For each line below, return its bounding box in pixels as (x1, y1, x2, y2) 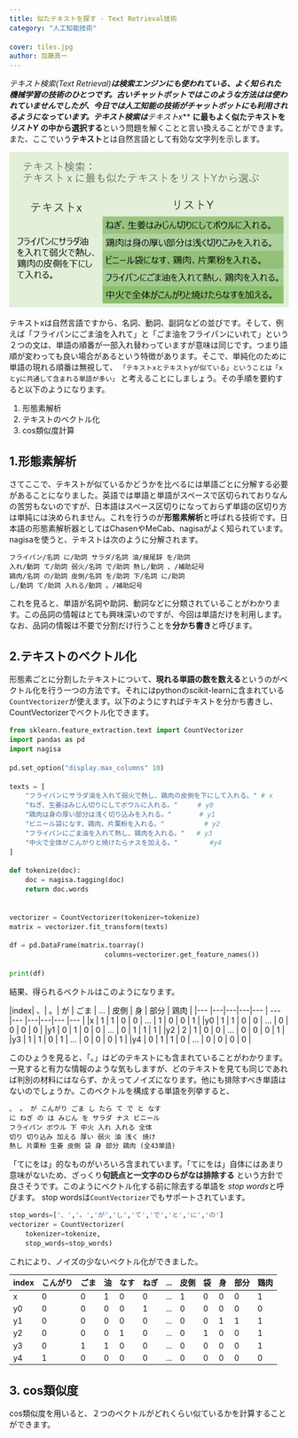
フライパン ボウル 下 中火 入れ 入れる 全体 (9, 1122, 153, 1132)
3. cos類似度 (9, 1383, 79, 1398)
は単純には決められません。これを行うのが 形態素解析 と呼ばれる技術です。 (9, 512, 281, 522)
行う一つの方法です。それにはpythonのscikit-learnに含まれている (47, 685, 285, 696)
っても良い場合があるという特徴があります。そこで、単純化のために (39, 351, 287, 362)
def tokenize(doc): (9, 866, 82, 875)
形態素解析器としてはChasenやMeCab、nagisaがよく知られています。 (32, 523, 288, 534)
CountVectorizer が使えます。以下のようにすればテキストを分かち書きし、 (9, 696, 278, 707)
